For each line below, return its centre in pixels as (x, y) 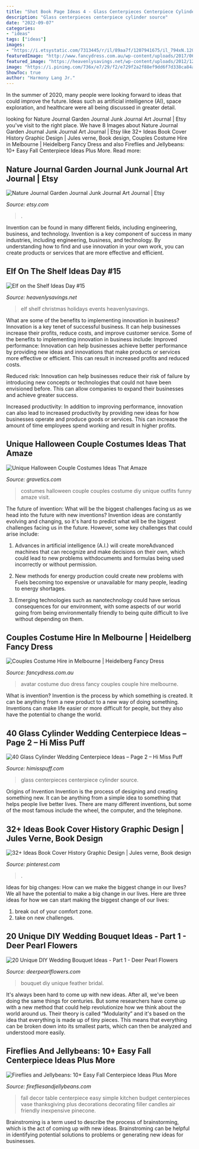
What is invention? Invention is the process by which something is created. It (99, 695)
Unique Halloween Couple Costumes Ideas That (96, 444)
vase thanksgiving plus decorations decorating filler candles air (98, 1104)
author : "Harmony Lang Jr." (41, 78)
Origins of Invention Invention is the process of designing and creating (92, 792)
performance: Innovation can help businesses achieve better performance (97, 345)
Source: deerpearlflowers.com (44, 971)
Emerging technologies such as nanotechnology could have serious (97, 600)
